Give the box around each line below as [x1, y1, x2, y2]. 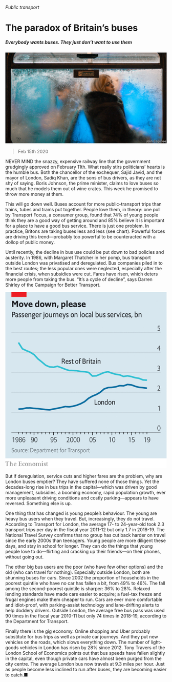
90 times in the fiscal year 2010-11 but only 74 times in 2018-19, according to [5, 613, 167, 619]
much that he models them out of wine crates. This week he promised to [5, 186, 158, 192]
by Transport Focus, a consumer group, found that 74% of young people [5, 212, 159, 218]
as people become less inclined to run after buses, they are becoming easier [5, 667, 167, 672]
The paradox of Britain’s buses [5, 22, 138, 33]
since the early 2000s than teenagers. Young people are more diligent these [5, 537, 166, 544]
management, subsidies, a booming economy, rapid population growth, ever [5, 490, 166, 495]
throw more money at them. [5, 191, 64, 197]
